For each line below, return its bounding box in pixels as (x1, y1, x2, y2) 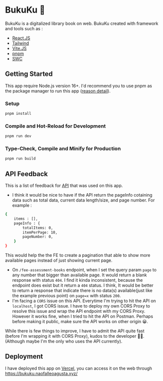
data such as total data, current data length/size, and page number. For (12, 197, 155, 203)
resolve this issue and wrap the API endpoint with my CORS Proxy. (12, 308, 145, 314)
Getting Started (5, 70, 53, 78)
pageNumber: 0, (22, 235, 54, 239)
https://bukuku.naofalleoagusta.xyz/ (5, 370, 78, 376)
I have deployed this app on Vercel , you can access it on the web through (5, 365, 152, 371)
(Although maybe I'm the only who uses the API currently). (5, 338, 123, 345)
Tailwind (12, 40, 29, 46)
